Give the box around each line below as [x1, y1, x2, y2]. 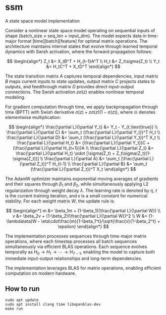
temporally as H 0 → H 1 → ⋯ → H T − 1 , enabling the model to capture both [5, 249, 155, 256]
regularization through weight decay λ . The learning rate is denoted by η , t [5, 188, 157, 193]
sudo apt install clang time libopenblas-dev [5, 302, 101, 307]
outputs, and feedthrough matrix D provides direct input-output [5, 83, 134, 89]
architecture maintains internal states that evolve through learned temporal [5, 43, 158, 49]
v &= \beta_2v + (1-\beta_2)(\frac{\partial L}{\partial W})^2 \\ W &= [12, 213, 148, 219]
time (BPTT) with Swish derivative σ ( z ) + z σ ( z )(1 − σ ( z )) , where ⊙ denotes [5, 109, 156, 115]
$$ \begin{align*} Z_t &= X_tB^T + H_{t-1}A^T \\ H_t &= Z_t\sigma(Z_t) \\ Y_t [6, 58, 160, 64]
